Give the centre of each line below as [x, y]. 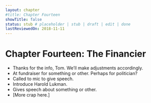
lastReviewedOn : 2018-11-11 [35, 29]
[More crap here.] [31, 95]
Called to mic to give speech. [43, 79]
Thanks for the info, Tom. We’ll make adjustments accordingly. [78, 68]
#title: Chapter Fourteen [33, 15]
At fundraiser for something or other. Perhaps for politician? [75, 74]
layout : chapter [22, 10]
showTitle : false [24, 19]
